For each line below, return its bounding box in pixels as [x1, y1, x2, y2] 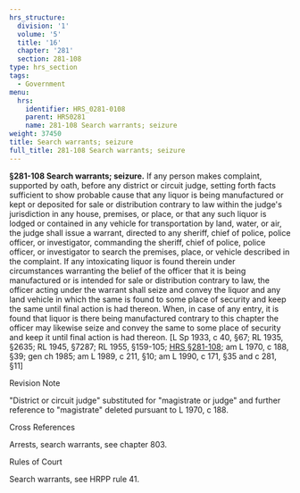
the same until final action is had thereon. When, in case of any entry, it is [9, 303, 279, 313]
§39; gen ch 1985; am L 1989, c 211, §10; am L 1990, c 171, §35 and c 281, [9, 350, 277, 362]
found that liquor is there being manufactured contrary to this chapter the [9, 313, 279, 323]
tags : [9, 71, 29, 80]
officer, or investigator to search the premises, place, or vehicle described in [9, 246, 290, 257]
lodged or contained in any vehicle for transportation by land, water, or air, [9, 218, 283, 229]
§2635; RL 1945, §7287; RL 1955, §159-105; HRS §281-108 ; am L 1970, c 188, [9, 341, 289, 352]
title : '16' [17, 38, 62, 47]
